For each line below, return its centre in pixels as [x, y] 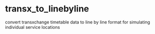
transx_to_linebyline [47, 9]
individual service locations [33, 27]
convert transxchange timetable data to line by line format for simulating [78, 22]
